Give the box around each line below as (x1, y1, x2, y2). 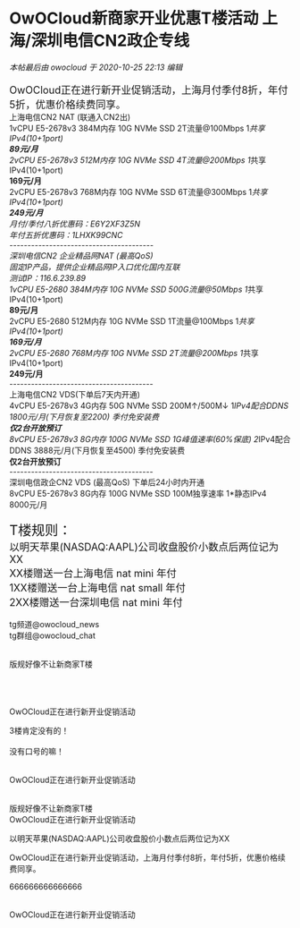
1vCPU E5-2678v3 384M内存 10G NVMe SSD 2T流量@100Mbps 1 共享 (9, 123, 265, 133)
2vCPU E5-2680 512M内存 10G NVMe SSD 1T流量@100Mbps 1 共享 (9, 315, 254, 327)
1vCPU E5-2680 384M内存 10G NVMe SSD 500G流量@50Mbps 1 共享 (9, 284, 263, 294)
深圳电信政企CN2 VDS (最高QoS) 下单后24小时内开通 (9, 476, 205, 488)
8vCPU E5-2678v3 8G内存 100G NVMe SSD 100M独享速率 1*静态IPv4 (9, 488, 267, 498)
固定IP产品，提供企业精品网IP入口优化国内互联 (9, 261, 180, 272)
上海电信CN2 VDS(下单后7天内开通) (9, 388, 141, 399)
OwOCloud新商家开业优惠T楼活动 (9, 8, 259, 29)
